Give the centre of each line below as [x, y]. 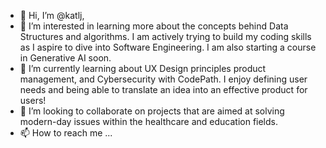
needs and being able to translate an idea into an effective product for [163, 89]
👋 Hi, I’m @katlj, [52, 15]
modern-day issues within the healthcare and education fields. [148, 121]
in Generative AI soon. [65, 58]
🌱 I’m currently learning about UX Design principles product [143, 68]
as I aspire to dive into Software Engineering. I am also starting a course [168, 47]
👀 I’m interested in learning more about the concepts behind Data [154, 26]
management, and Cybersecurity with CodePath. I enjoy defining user [163, 79]
